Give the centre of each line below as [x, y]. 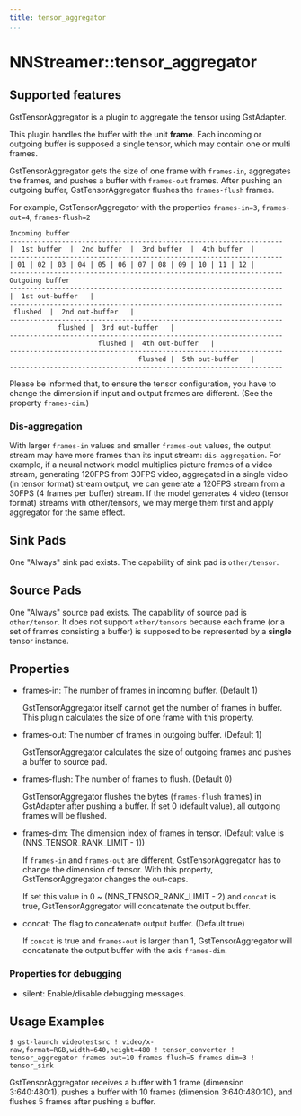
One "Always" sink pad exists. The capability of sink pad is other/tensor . [144, 562]
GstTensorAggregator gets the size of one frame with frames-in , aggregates [150, 171]
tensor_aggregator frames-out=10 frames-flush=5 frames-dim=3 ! [132, 1058]
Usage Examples [57, 1022]
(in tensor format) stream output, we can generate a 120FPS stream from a [147, 483]
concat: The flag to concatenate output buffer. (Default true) [133, 924]
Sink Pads [38, 540]
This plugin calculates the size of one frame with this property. [138, 717]
